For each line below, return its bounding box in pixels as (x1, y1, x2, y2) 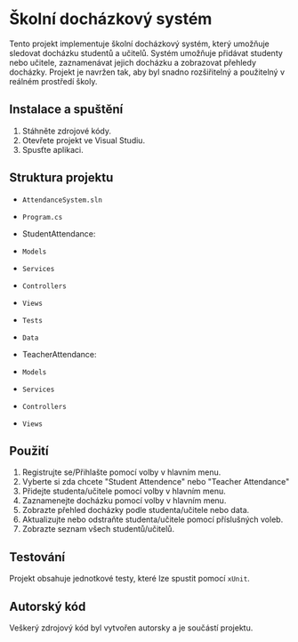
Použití (9, 443, 49, 458)
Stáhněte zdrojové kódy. (21, 125, 111, 136)
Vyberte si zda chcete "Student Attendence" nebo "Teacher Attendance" (21, 477, 290, 487)
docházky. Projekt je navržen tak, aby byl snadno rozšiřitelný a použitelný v (9, 67, 286, 77)
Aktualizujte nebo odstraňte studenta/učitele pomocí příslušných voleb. (21, 514, 284, 525)
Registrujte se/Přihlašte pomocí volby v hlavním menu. (21, 467, 221, 477)
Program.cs (21, 213, 63, 221)
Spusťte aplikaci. (21, 144, 85, 155)
